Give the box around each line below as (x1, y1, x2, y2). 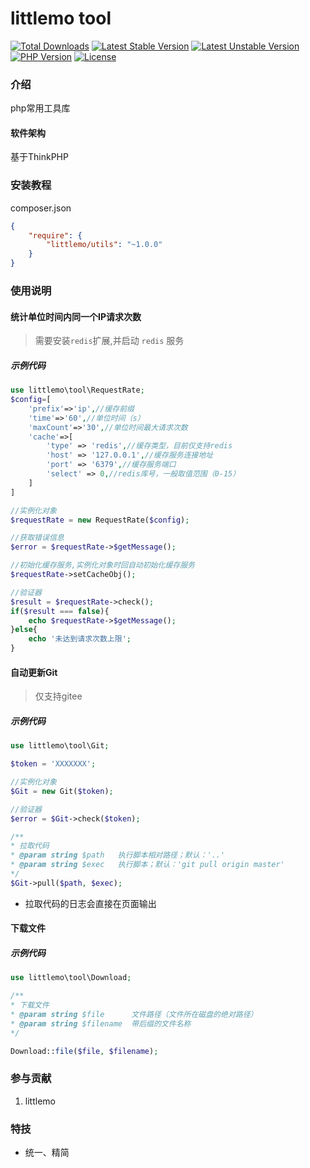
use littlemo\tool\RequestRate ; (10, 385, 145, 396)
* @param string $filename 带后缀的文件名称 (10, 1018, 192, 1029)
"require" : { (28, 230, 83, 241)
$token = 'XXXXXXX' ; (10, 759, 97, 769)
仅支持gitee (34, 690, 83, 702)
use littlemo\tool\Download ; (10, 973, 132, 983)
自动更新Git (10, 666, 58, 678)
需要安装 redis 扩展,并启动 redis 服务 (34, 335, 185, 347)
